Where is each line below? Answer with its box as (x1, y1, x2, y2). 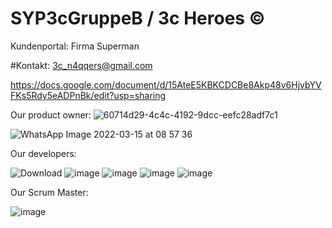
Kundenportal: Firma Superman (10, 40, 140, 52)
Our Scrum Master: (10, 186, 89, 198)
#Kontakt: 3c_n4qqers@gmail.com (10, 59, 153, 71)
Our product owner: (10, 108, 92, 121)
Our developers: (10, 147, 77, 159)
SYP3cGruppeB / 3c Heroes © (10, 7, 266, 30)
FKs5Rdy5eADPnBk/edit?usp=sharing (10, 89, 167, 101)
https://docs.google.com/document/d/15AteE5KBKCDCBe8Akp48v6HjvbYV (10, 78, 322, 91)
